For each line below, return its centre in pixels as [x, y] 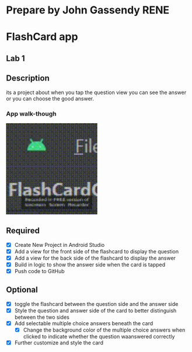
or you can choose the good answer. [50, 98]
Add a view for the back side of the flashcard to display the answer [95, 258]
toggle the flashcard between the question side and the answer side [96, 304]
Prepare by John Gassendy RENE [88, 10]
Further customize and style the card [59, 343]
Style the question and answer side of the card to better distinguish [95, 311]
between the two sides [42, 317]
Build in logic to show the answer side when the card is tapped [90, 264]
